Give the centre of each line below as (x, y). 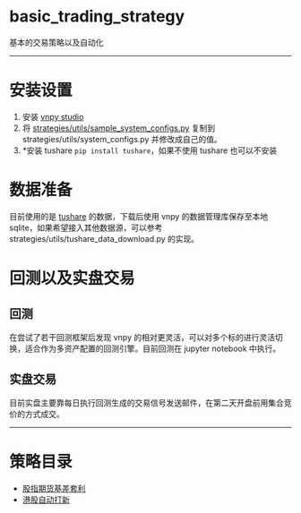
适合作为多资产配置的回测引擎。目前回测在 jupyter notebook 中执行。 (153, 348)
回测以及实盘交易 (73, 278)
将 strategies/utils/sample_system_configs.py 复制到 (119, 128)
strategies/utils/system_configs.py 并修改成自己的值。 (122, 139)
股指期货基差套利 (54, 488)
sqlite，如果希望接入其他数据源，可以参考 (86, 227)
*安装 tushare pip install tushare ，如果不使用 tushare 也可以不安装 (150, 150)
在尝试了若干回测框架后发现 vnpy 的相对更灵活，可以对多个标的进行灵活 (142, 337)
